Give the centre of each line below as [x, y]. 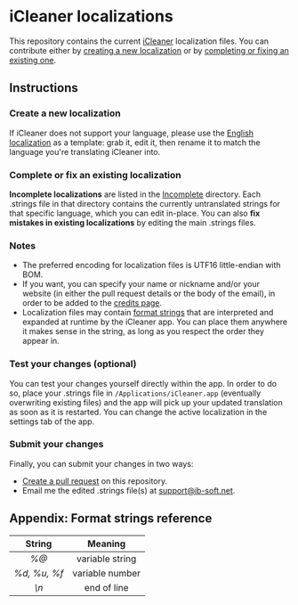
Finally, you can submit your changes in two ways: [101, 463]
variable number [106, 573]
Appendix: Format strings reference [111, 519]
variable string [107, 559]
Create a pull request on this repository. [95, 481]
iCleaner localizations [91, 16]
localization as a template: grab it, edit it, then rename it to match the [135, 142]
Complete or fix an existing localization [96, 175]
